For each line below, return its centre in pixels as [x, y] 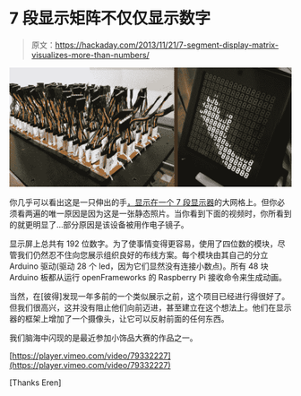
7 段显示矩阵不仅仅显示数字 [110, 18]
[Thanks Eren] [35, 383]
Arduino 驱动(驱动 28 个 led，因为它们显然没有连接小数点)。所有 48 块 [139, 266]
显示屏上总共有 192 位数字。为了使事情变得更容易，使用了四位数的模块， [143, 244]
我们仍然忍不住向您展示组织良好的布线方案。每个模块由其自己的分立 [142, 254]
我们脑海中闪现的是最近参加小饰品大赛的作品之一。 [103, 338]
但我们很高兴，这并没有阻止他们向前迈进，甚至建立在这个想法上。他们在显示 [150, 307]
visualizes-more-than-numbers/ [90, 55]
